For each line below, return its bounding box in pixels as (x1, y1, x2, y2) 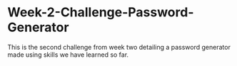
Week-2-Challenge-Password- (7, 4, 194, 21)
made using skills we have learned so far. (7, 50, 129, 59)
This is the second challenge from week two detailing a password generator (7, 43, 231, 51)
